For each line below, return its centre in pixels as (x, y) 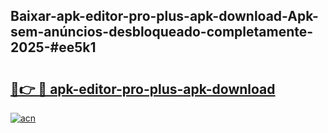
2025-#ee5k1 (53, 47)
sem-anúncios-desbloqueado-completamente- (162, 32)
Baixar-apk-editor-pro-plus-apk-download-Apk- (164, 16)
